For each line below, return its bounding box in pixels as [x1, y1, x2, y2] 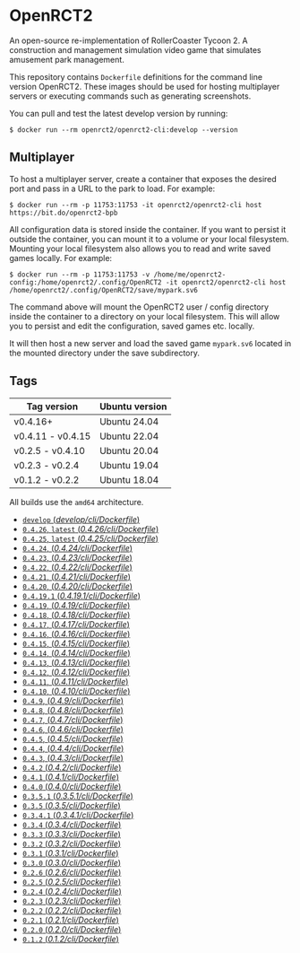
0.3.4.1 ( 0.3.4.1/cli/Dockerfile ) [21, 809, 134, 820]
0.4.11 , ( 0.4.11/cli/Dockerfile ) [21, 676, 129, 686]
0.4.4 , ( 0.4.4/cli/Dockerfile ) [21, 742, 124, 754]
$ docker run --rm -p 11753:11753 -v [9, 270, 150, 279]
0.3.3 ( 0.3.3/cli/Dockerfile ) [21, 828, 121, 839]
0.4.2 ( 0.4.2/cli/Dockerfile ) [21, 762, 122, 773]
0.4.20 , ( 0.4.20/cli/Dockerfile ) [21, 581, 133, 591]
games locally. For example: [9, 252, 113, 263]
